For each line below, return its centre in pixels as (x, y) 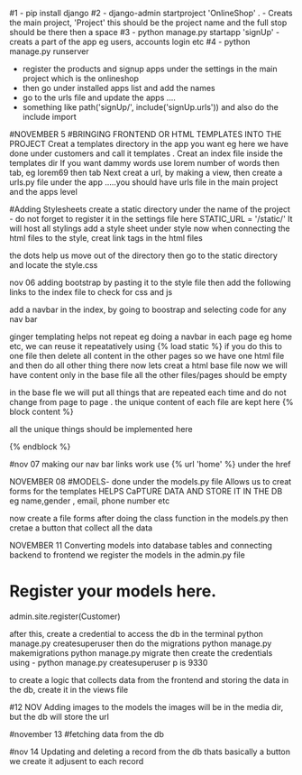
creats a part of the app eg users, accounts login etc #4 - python (130, 42)
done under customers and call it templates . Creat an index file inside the (146, 153)
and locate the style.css (54, 265)
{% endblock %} (40, 447)
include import (49, 117)
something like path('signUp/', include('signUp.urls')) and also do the (151, 107)
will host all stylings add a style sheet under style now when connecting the (150, 228)
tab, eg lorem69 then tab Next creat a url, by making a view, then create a (146, 172)
